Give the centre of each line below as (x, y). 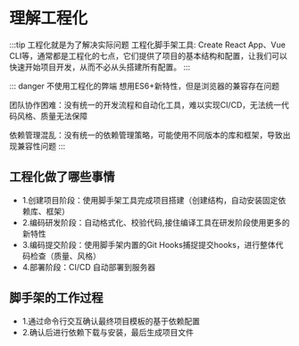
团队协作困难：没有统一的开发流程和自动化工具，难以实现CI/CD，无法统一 (145, 104)
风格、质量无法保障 (52, 116)
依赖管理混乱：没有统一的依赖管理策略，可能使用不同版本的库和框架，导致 (146, 135)
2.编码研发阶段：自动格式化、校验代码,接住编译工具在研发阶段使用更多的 (156, 222)
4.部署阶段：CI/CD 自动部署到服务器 (89, 267)
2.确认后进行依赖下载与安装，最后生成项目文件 (108, 332)
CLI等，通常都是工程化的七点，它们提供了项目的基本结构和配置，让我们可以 (148, 55)
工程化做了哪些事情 (62, 177)
